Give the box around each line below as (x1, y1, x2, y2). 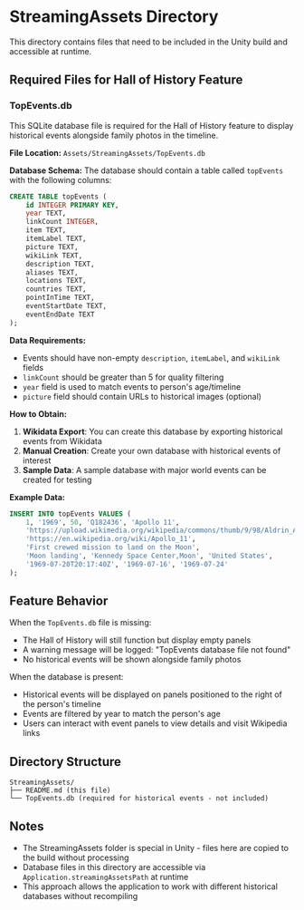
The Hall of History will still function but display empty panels (22, 634, 252, 645)
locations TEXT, (25, 276, 88, 286)
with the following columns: (9, 174, 112, 185)
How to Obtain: (9, 408, 68, 419)
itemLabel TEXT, (25, 234, 88, 243)
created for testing (22, 474, 92, 485)
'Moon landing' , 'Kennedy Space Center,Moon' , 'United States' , (25, 551, 273, 560)
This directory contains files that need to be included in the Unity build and (9, 36, 288, 47)
